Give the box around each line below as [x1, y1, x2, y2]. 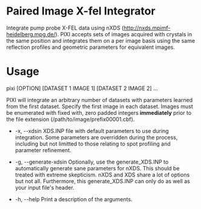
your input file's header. [15, 184, 74, 191]
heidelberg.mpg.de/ [6, 30, 56, 37]
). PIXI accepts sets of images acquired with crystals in [55, 30, 193, 37]
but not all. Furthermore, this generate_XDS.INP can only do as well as [15, 177, 191, 185]
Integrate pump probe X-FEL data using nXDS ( [6, 24, 124, 31]
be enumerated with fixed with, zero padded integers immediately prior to [6, 109, 192, 116]
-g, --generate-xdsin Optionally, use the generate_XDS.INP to [15, 158, 169, 166]
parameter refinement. [15, 146, 71, 153]
